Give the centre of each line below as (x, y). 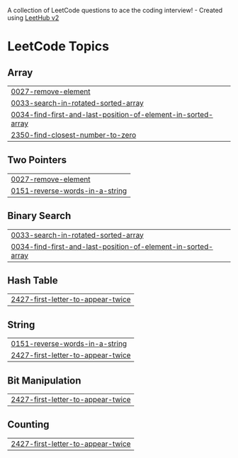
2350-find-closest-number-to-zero (74, 135)
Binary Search (39, 216)
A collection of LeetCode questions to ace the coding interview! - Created (115, 10)
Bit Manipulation (44, 380)
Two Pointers (37, 160)
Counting (28, 425)
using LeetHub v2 (33, 18)
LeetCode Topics (58, 46)
